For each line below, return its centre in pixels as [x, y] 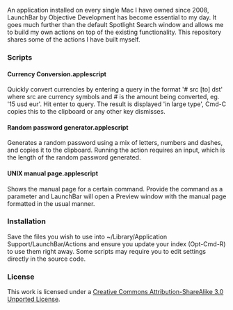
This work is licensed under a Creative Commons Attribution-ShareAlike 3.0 [115, 292]
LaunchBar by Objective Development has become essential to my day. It [112, 17]
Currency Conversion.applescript [57, 74]
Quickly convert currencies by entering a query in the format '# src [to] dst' [115, 89]
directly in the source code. [46, 259]
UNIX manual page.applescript [53, 173]
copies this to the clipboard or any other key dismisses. [86, 112]
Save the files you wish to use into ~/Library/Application [87, 236]
